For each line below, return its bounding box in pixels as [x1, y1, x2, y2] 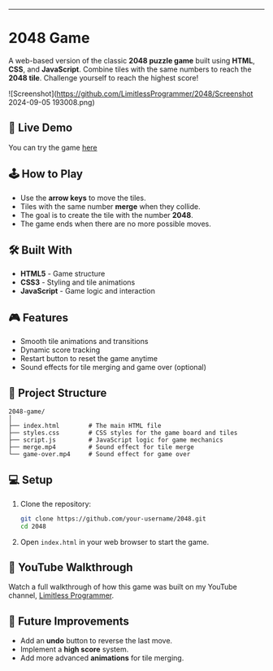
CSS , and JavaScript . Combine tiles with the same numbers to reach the [8, 64, 252, 74]
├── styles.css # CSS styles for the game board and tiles [8, 429, 238, 437]
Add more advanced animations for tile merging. [19, 653, 184, 663]
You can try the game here [8, 142, 97, 152]
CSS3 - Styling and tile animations [19, 277, 136, 287]
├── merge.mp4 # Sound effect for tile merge [8, 443, 195, 451]
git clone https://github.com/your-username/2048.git [19, 514, 206, 523]
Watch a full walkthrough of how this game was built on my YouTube [8, 582, 237, 592]
